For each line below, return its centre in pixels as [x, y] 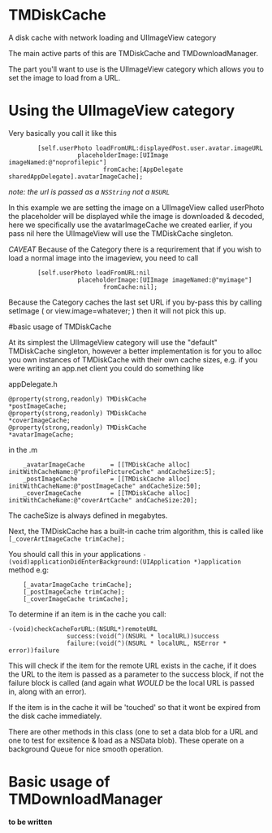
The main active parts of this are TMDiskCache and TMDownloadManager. [133, 53]
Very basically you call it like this [63, 133]
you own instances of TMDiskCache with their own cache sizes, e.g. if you [133, 359]
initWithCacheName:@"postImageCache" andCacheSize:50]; [105, 486]
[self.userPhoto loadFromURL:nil [94, 273]
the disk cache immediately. [55, 716]
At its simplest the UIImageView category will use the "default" [113, 342]
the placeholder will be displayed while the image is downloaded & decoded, [136, 216]
